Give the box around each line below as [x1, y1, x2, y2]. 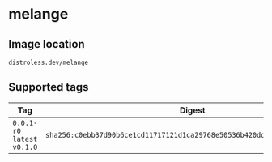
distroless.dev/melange [8, 58, 89, 66]
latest [12, 134, 38, 143]
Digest [179, 104, 206, 116]
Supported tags [8, 80, 89, 94]
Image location [8, 37, 85, 51]
